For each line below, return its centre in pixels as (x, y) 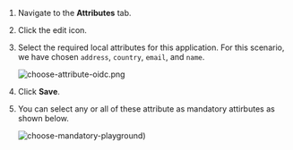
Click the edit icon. (52, 30)
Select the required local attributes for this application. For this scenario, (151, 47)
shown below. (43, 118)
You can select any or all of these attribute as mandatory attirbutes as (146, 109)
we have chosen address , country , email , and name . (111, 57)
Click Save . (39, 92)
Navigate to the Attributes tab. (74, 13)
